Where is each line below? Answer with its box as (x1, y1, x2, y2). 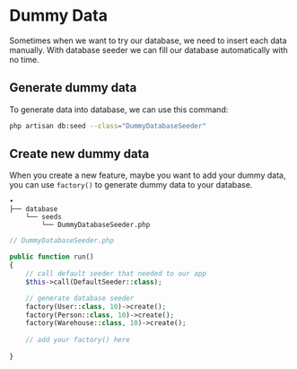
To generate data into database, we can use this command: (9, 104, 229, 115)
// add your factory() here (25, 336, 130, 345)
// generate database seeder (25, 294, 135, 303)
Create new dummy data (9, 146, 150, 162)
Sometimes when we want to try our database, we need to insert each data (9, 35, 287, 46)
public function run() (9, 252, 94, 261)
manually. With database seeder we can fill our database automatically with (9, 44, 289, 55)
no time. (9, 54, 40, 65)
